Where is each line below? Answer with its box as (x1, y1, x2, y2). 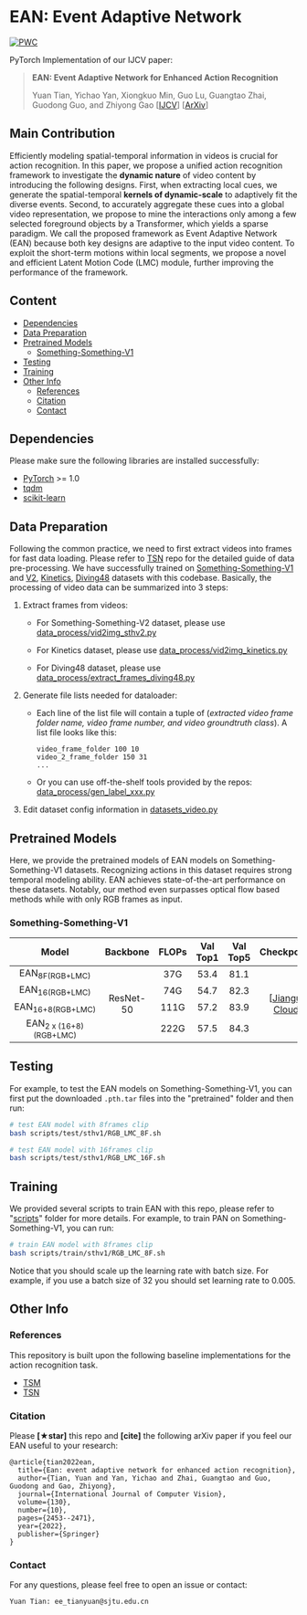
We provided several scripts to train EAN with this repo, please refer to (9, 1203, 275, 1214)
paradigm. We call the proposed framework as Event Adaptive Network (9, 227, 278, 238)
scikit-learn (22, 492, 66, 503)
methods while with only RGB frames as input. (9, 893, 183, 904)
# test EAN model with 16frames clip (9, 1145, 153, 1155)
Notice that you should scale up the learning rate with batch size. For (9, 1265, 270, 1276)
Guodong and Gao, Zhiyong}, (9, 1482, 117, 1491)
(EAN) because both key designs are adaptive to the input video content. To (9, 237, 295, 248)
